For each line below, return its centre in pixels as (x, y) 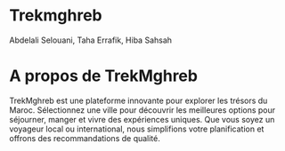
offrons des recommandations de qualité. (85, 138)
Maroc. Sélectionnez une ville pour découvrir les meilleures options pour (142, 110)
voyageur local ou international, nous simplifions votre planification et (137, 129)
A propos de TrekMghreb (104, 76)
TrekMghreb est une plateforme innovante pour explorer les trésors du (138, 100)
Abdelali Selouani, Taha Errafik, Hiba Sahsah (90, 40)
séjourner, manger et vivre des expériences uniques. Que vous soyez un (142, 119)
